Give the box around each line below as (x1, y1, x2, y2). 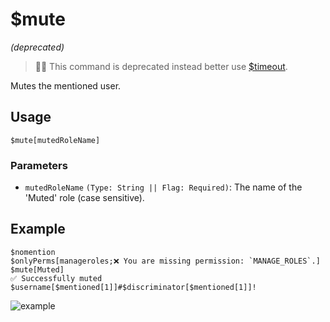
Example (10, 221, 66, 238)
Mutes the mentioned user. (10, 79, 122, 92)
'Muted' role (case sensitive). (24, 192, 145, 204)
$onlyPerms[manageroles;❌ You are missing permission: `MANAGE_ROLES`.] (10, 256, 321, 266)
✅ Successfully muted (10, 273, 103, 283)
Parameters (10, 158, 68, 172)
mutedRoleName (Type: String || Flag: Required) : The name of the (24, 181, 303, 193)
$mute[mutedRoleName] (10, 135, 101, 145)
